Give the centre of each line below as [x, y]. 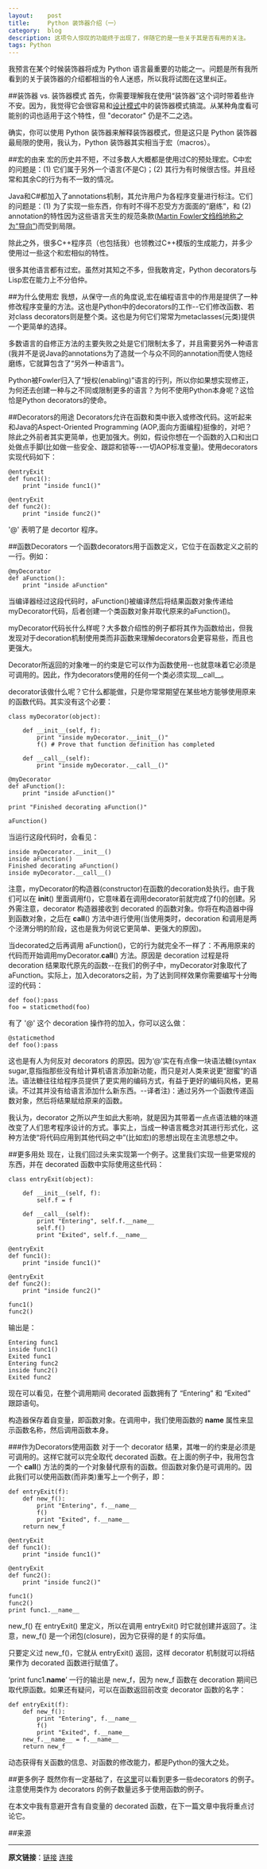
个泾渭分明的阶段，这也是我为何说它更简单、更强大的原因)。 [107, 929]
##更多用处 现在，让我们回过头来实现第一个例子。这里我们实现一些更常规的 [132, 1154]
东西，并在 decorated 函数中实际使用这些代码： [86, 1165]
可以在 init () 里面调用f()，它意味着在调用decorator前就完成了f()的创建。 [132, 899]
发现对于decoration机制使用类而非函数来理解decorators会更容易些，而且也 [131, 638]
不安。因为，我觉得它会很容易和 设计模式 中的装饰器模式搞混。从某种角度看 [130, 106]
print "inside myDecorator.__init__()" [103, 738]
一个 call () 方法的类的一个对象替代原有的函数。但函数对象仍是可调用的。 [127, 1467]
